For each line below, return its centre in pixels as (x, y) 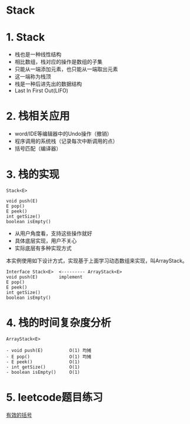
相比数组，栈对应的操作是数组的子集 (59, 62)
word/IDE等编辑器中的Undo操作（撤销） (63, 134)
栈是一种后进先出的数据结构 (48, 84)
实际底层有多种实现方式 (43, 248)
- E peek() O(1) (43, 362)
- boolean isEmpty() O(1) (43, 372)
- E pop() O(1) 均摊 (49, 357)
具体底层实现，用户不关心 (46, 241)
